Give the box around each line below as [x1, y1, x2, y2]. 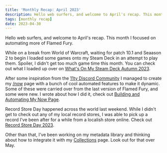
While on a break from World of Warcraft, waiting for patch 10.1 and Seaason [5, 50, 162, 56]
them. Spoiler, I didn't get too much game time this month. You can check [5, 60, 156, 66]
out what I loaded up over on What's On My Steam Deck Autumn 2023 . [5, 66, 151, 72]
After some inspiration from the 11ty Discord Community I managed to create [5, 75, 162, 81]
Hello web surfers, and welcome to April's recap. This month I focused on [5, 35, 156, 41]
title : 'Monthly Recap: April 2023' [5, 7, 81, 12]
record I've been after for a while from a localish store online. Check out [5, 117, 153, 123]
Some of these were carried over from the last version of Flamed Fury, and [5, 86, 158, 92]
